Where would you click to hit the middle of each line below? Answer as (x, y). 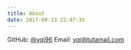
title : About (26, 13)
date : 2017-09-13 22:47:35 (46, 20)
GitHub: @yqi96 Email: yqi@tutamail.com (66, 39)
